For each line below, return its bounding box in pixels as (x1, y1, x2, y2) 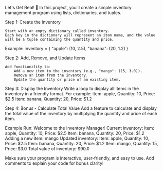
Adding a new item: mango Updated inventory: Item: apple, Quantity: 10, (5, 136, 149, 141)
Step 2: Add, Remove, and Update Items (5, 55, 86, 61)
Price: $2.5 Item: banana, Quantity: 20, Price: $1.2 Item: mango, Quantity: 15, (5, 141, 158, 146)
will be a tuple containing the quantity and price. (5, 37, 114, 42)
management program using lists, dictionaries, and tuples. (5, 10, 122, 16)
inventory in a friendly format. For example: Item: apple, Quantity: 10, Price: (5, 91, 155, 97)
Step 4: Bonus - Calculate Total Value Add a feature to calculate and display (5, 105, 157, 111)
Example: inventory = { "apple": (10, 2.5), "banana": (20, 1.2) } (5, 46, 128, 51)
